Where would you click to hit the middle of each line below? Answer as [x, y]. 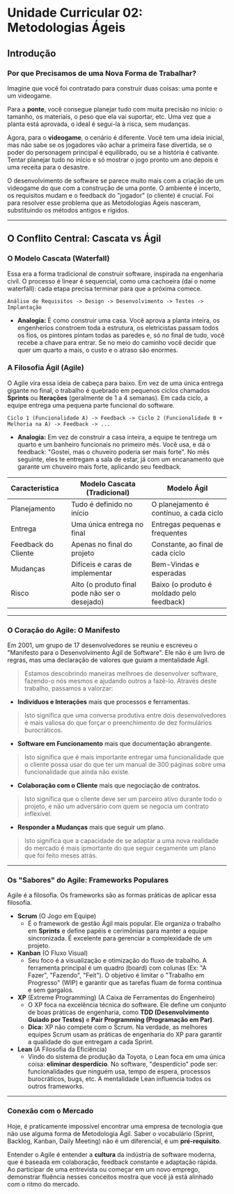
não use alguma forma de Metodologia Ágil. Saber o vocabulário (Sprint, [111, 1133]
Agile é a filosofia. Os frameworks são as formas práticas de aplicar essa [112, 895]
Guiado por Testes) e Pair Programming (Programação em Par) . [121, 1020]
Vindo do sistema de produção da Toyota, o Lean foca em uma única [126, 1057]
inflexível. [38, 814]
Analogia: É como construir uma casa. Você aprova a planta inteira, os [119, 320]
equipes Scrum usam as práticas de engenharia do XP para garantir [125, 1034]
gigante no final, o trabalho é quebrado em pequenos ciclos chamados [109, 390]
